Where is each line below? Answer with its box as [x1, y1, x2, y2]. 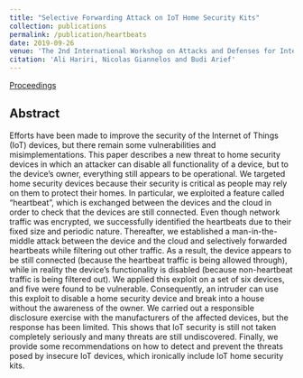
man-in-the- [231, 226, 278, 236]
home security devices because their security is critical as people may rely [9, 178, 288, 189]
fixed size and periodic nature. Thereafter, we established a [9, 226, 230, 236]
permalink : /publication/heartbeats [9, 30, 147, 39]
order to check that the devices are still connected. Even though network [9, 207, 280, 217]
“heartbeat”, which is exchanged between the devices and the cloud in [9, 197, 272, 207]
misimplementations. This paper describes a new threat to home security [9, 149, 281, 160]
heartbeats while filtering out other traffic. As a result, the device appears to [9, 244, 291, 255]
